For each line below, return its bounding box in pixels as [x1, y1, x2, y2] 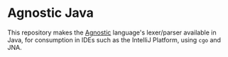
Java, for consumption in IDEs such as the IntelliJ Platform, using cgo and [7, 35, 222, 44]
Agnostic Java [7, 5, 94, 21]
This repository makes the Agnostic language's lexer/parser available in [7, 28, 217, 37]
